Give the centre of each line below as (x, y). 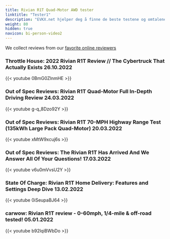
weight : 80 (17, 24)
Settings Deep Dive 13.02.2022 (44, 189)
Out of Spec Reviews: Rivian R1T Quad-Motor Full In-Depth (79, 92)
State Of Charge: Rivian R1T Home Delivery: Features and (77, 183)
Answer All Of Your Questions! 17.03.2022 (58, 158)
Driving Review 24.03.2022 (40, 98)
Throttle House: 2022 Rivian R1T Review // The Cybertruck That (85, 61)
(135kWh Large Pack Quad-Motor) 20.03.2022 (64, 128)
